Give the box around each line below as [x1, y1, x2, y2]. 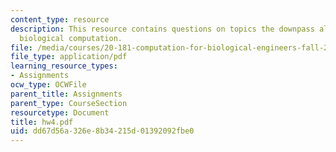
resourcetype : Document [10, 107, 110, 118]
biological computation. [19, 33, 123, 43]
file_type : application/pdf [10, 52, 128, 62]
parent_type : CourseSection [10, 98, 128, 108]
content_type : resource [10, 14, 110, 25]
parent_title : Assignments [10, 89, 123, 99]
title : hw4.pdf [10, 117, 74, 127]
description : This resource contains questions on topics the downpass [10, 24, 315, 34]
